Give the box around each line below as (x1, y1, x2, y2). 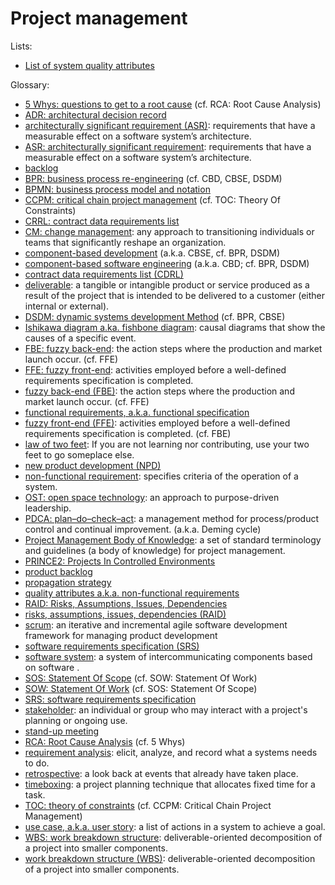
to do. (24, 757, 50, 769)
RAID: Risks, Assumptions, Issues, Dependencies (24, 597, 228, 609)
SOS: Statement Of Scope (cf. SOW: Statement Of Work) (24, 672, 258, 684)
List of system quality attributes (24, 59, 155, 71)
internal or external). (24, 300, 110, 312)
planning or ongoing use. (24, 714, 128, 726)
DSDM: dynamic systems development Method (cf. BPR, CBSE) (24, 310, 286, 322)
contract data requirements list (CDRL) (24, 268, 184, 280)
